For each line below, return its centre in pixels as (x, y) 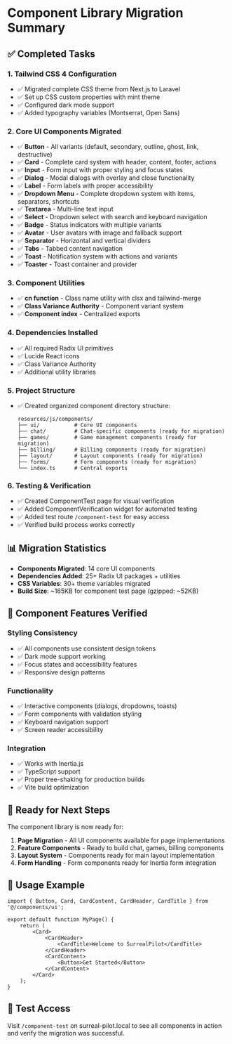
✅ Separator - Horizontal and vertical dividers (84, 241)
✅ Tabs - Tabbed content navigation (70, 249)
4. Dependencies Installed (53, 333)
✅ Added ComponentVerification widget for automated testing (107, 509)
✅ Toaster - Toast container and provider (77, 264)
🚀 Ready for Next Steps (59, 810)
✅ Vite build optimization (53, 788)
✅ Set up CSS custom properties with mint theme (89, 97)
